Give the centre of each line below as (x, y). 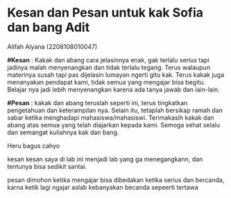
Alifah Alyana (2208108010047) (52, 46)
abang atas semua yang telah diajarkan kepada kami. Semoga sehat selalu (114, 125)
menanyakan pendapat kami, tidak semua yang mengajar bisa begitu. (106, 82)
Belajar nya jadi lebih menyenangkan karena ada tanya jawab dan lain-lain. (113, 89)
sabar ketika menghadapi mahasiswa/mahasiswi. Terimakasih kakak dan (111, 117)
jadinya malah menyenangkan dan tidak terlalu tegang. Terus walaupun (109, 67)
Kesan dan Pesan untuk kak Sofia (105, 13)
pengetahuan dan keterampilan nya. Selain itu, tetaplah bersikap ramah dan (115, 110)
